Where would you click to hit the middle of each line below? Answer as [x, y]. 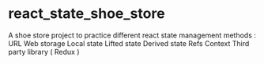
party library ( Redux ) [44, 52]
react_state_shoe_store [87, 14]
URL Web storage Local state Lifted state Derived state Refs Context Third [129, 43]
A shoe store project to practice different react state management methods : [132, 35]
